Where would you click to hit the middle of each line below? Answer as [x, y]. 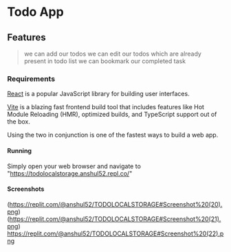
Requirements [31, 78]
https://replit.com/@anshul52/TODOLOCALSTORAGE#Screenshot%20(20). [116, 204]
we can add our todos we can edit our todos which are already [112, 54]
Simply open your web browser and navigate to [74, 166]
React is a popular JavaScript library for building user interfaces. [99, 94]
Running [20, 150]
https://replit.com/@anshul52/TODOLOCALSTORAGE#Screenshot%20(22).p [115, 233]
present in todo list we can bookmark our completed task [105, 61]
